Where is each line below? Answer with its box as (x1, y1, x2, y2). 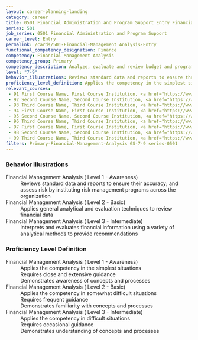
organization (20, 192, 51, 199)
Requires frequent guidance (20, 296, 89, 303)
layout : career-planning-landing (5, 8, 88, 15)
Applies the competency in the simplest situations (20, 264, 141, 272)
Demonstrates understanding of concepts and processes (20, 328, 160, 335)
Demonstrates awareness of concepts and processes (20, 277, 151, 284)
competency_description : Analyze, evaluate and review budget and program (5, 63, 194, 70)
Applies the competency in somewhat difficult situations (20, 290, 157, 297)
